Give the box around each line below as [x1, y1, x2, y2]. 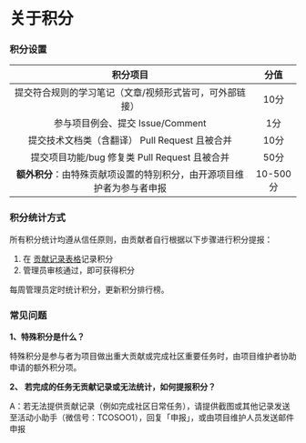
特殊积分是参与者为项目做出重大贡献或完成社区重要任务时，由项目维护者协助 [9, 351, 297, 362]
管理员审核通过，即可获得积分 [22, 265, 135, 276]
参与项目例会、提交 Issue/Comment [54, 117, 207, 130]
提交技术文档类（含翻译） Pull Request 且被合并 [27, 134, 232, 146]
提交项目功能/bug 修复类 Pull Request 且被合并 [30, 151, 230, 164]
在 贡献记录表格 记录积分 [22, 253, 114, 264]
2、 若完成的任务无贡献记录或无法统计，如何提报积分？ [9, 381, 217, 392]
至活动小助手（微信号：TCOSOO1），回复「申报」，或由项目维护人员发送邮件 [9, 412, 294, 423]
